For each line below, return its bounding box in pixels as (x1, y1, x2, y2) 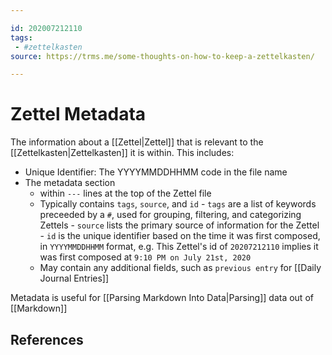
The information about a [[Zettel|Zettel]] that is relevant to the (10, 136, 264, 148)
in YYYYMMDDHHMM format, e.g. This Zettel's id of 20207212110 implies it (39, 241, 319, 253)
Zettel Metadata (10, 103, 147, 126)
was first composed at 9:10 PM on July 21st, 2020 (39, 251, 252, 263)
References (10, 331, 84, 348)
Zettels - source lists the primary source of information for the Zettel (39, 219, 320, 231)
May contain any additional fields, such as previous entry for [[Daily (39, 262, 322, 274)
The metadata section (24, 177, 116, 189)
